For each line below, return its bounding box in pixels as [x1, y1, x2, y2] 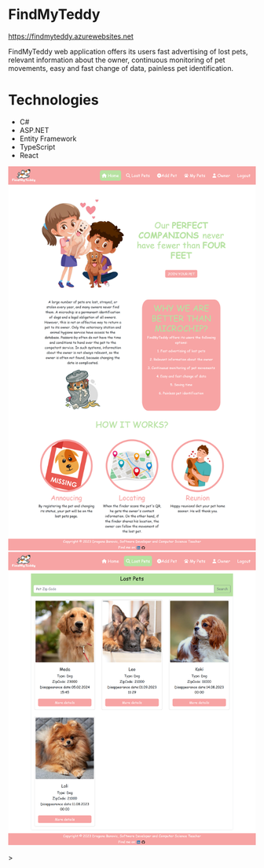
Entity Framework [19, 134, 77, 143]
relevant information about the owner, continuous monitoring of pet [8, 55, 225, 65]
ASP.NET [19, 125, 49, 135]
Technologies [8, 91, 100, 109]
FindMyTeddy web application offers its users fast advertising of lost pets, [8, 46, 248, 56]
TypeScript [19, 142, 56, 151]
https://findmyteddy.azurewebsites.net [8, 31, 134, 41]
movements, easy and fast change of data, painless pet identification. [8, 63, 234, 72]
